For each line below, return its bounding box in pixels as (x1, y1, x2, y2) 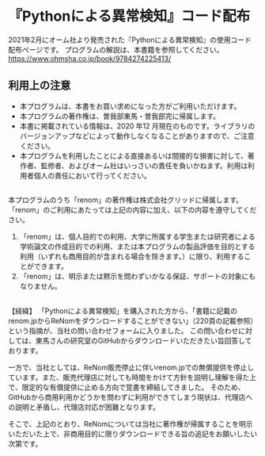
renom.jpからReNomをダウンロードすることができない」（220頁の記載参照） (8, 316, 258, 325)
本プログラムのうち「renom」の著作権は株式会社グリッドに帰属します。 (8, 195, 244, 205)
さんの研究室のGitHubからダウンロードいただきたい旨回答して (49, 335, 252, 345)
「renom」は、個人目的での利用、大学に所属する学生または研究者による (19, 232, 256, 242)
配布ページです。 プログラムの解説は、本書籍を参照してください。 (8, 44, 224, 54)
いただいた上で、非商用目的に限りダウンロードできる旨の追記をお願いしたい (8, 429, 258, 439)
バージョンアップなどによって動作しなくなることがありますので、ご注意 (19, 131, 255, 140)
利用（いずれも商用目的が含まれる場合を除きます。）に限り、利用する (19, 251, 244, 262)
